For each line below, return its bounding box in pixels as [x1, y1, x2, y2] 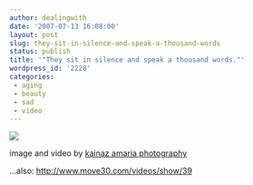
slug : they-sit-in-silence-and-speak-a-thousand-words [9, 38, 221, 48]
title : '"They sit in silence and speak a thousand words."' [9, 55, 246, 64]
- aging [13, 81, 43, 90]
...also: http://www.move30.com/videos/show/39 [9, 165, 193, 177]
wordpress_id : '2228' [9, 64, 92, 73]
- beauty [13, 89, 47, 98]
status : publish [9, 47, 71, 56]
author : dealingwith [9, 13, 88, 23]
